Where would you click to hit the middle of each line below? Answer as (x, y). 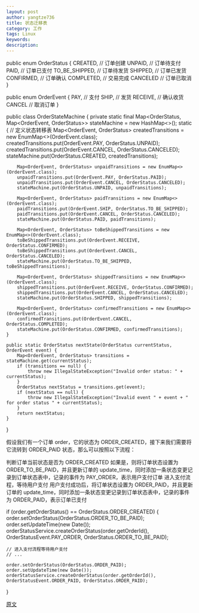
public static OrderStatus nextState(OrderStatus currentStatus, (89, 345)
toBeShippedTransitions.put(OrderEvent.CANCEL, (77, 250)
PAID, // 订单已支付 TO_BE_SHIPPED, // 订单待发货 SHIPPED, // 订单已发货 (97, 70)
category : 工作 (24, 28)
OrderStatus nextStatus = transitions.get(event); (81, 387)
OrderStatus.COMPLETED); (37, 324)
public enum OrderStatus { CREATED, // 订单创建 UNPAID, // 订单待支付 (94, 63)
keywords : (19, 40)
